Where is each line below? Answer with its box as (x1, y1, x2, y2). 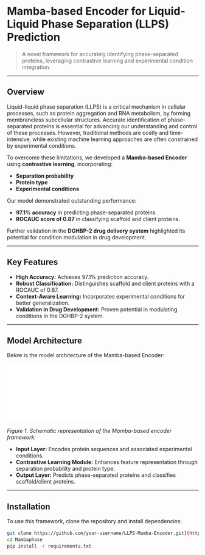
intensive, (7, 136, 32, 143)
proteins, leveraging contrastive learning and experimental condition (21, 57, 193, 64)
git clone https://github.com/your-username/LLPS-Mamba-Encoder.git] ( (7, 530, 190, 537)
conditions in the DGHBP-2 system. (15, 312, 105, 319)
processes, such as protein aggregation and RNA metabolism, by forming (7, 109, 191, 117)
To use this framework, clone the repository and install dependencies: (7, 518, 182, 525)
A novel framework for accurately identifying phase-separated (21, 50, 179, 57)
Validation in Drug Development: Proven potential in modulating (15, 305, 178, 313)
